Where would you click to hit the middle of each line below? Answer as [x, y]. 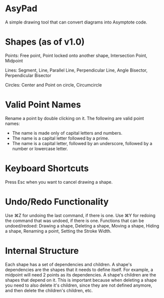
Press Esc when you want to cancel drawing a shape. [59, 182]
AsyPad [21, 9]
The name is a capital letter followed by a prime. [60, 138]
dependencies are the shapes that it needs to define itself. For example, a [79, 270]
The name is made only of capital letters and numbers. [67, 133]
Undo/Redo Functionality [57, 202]
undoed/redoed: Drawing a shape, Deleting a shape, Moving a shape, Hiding [82, 225]
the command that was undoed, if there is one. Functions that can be [75, 221]
